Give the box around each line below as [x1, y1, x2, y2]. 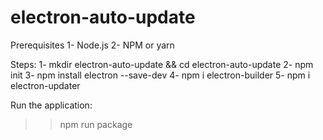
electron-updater [10, 79, 81, 91]
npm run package [59, 118, 133, 130]
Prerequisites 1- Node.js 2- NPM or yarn [10, 39, 175, 51]
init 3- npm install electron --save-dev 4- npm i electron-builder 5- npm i [10, 69, 311, 81]
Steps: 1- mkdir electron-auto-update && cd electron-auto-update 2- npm [10, 58, 314, 70]
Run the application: [10, 99, 93, 111]
